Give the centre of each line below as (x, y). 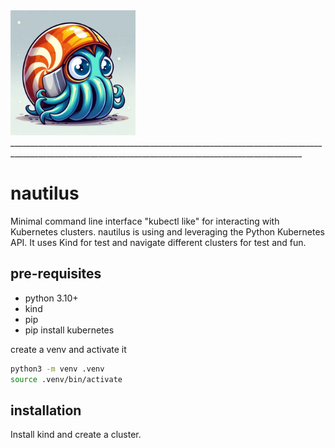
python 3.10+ (51, 298)
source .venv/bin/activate (66, 379)
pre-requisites (56, 274)
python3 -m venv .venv (57, 369)
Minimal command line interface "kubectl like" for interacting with (145, 221)
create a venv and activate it (68, 349)
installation (46, 410)
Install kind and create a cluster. (76, 435)
